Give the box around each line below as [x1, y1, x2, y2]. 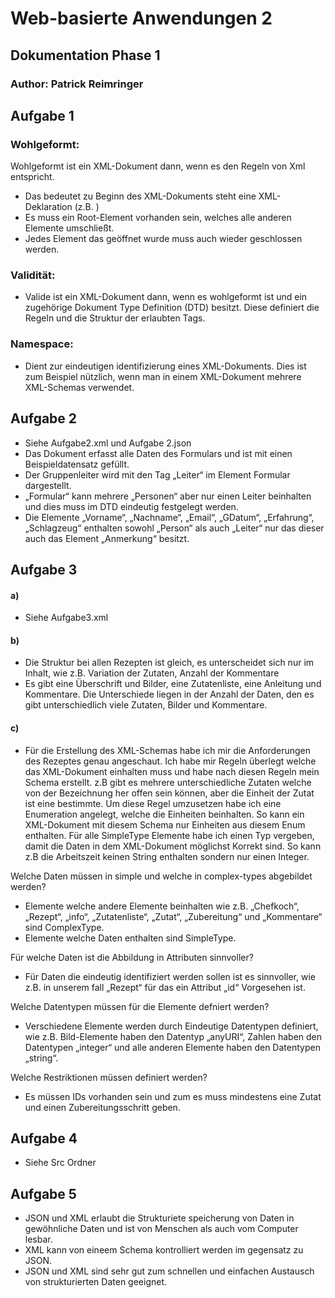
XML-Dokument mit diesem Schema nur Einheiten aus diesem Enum [24, 818, 306, 831]
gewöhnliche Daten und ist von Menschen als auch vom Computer [24, 1223, 299, 1235]
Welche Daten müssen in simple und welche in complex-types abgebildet [10, 870, 313, 882]
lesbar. [24, 1233, 53, 1246]
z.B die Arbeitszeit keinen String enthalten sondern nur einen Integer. [24, 850, 310, 862]
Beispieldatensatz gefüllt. [24, 458, 130, 470]
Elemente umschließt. [24, 222, 115, 234]
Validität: [10, 268, 56, 282]
